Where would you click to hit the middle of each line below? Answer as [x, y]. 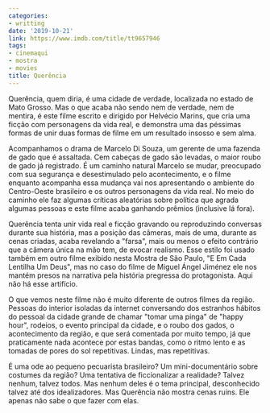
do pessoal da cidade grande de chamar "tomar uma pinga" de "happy [126, 316]
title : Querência [37, 76]
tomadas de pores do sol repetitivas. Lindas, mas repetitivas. [109, 350]
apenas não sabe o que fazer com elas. [74, 400]
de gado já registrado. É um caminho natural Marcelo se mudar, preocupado [135, 165]
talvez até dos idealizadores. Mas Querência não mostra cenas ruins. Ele [129, 392]
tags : [17, 46]
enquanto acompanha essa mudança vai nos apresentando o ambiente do [132, 183]
